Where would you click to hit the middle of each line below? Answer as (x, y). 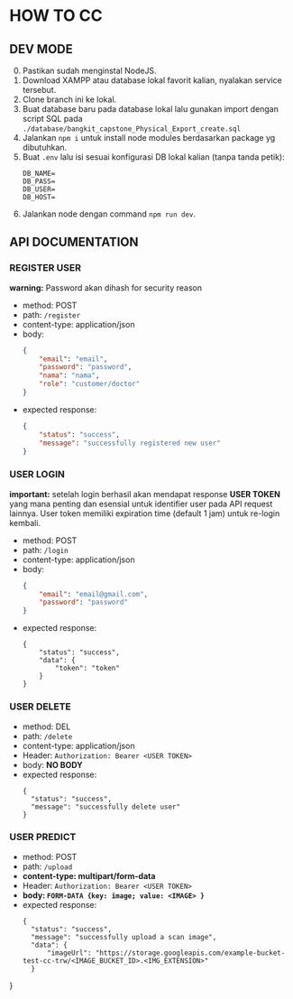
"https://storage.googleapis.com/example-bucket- (190, 953)
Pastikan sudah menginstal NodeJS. (89, 70)
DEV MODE (41, 49)
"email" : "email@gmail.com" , (94, 594)
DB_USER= (39, 190)
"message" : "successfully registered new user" (130, 443)
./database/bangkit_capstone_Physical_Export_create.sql (132, 129)
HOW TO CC (56, 16)
